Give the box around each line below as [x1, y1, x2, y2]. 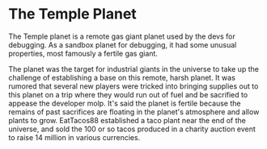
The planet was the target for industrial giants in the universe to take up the [8, 64, 259, 73]
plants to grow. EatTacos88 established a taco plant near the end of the [8, 115, 247, 125]
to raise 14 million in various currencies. [8, 132, 141, 142]
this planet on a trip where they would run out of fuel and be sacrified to [8, 89, 248, 99]
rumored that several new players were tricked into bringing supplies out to [8, 81, 259, 91]
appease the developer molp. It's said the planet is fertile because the [8, 98, 241, 108]
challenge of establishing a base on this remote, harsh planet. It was [8, 72, 236, 82]
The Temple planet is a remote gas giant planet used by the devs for [8, 31, 236, 41]
